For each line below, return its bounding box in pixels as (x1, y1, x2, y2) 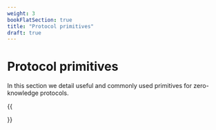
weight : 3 (7, 10, 36, 17)
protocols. (40, 89, 69, 97)
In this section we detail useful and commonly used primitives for (7, 82, 192, 90)
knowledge (7, 89, 39, 97)
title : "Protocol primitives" (7, 23, 95, 30)
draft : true (7, 29, 41, 36)
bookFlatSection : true (7, 17, 72, 23)
